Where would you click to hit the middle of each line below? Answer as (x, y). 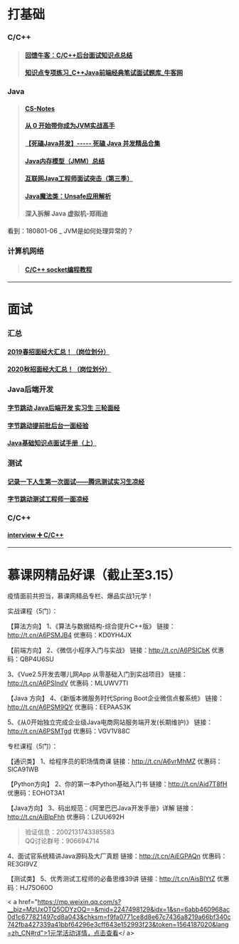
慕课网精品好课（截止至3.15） (94, 575)
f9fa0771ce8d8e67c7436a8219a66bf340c (169, 917)
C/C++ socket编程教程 (58, 269)
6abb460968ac (207, 909)
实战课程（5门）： (33, 611)
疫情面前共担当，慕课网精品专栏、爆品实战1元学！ (80, 596)
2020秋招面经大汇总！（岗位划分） (59, 369)
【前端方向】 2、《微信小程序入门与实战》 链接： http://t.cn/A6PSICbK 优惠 (116, 650)
